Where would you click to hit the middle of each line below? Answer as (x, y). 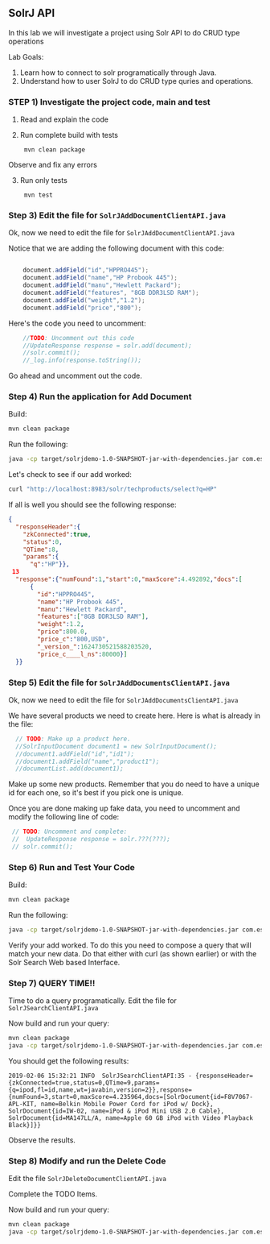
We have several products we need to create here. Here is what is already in (135, 715)
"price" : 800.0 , (63, 632)
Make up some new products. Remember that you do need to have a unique (134, 784)
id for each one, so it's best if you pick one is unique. (96, 793)
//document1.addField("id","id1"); (75, 754)
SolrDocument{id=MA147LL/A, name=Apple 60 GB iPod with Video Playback (131, 1118)
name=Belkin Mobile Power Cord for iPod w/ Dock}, (127, 1104)
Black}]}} (25, 1125)
